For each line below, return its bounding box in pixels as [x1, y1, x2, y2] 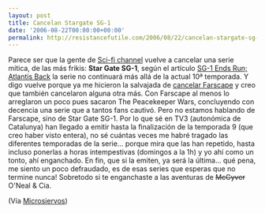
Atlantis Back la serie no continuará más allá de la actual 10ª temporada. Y [8, 72, 249, 81]
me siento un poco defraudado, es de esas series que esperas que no [8, 164, 236, 174]
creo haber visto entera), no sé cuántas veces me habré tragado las [8, 131, 229, 140]
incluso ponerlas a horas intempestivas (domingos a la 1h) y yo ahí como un [8, 148, 254, 157]
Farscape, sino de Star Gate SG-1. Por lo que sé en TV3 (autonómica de [8, 114, 241, 123]
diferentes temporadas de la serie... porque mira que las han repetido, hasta [8, 139, 255, 148]
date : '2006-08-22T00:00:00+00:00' [8, 26, 125, 34]
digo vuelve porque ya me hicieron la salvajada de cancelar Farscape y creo [8, 80, 256, 90]
